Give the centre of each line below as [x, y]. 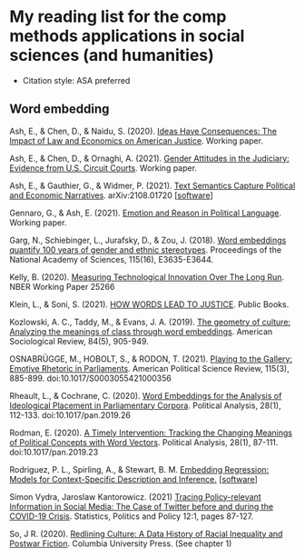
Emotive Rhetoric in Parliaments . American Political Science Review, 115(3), [149, 368]
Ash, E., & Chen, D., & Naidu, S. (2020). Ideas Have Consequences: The [143, 131]
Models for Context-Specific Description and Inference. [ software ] [133, 479]
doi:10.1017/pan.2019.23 [54, 452]
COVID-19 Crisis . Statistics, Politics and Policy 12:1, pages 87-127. [132, 516]
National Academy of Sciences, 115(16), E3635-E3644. [112, 259]
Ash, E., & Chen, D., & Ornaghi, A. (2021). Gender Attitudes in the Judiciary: [150, 158]
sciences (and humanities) [112, 55]
